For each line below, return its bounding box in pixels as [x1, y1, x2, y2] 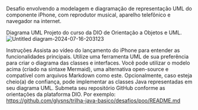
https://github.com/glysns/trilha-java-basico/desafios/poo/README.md [6, 97, 181, 104]
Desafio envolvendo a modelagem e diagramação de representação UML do [6, 5, 192, 12]
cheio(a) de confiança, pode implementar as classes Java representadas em [6, 78, 193, 85]
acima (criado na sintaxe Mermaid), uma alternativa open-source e [6, 66, 169, 73]
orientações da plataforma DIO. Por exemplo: [6, 91, 116, 98]
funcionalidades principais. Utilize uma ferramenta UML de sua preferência [6, 53, 189, 60]
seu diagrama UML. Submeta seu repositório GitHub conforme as [6, 85, 165, 91]
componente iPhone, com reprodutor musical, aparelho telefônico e [6, 11, 171, 18]
